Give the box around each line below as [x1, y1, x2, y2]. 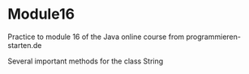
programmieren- [186, 32, 241, 41]
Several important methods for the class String [7, 56, 164, 66]
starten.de [7, 40, 42, 50]
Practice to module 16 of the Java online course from [7, 32, 185, 41]
